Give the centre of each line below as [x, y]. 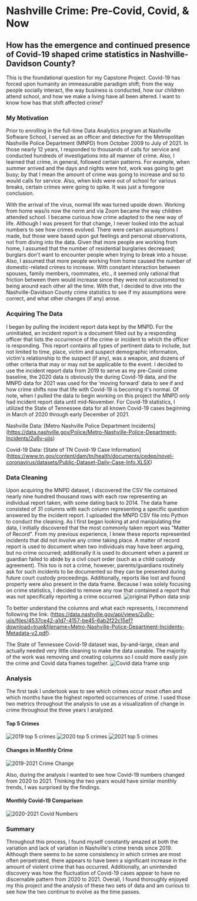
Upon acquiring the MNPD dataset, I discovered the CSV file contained [92, 490]
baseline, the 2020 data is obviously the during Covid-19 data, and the [91, 377]
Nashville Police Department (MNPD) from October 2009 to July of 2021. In [97, 143]
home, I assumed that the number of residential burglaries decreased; [91, 249]
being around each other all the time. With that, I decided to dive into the [94, 286]
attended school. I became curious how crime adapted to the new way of [95, 217]
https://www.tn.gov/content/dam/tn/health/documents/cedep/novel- [91, 456]
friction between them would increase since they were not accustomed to [95, 280]
